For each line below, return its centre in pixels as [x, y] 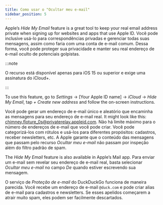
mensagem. [17, 172]
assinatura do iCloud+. [28, 78]
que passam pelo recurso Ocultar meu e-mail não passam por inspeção [77, 142]
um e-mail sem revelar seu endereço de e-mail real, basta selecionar [74, 162]
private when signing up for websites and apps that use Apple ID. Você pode [81, 33]
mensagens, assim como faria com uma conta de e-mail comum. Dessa [77, 43]
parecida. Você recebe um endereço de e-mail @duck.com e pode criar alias [80, 187]
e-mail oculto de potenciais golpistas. [42, 54]
